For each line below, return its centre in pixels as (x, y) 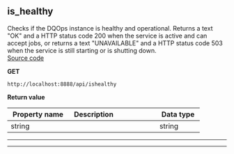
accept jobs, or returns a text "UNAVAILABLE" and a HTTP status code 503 (115, 43)
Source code (25, 58)
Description (94, 114)
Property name (38, 114)
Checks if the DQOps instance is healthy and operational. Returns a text (110, 28)
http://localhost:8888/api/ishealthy (62, 84)
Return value (26, 97)
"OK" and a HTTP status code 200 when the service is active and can (107, 36)
